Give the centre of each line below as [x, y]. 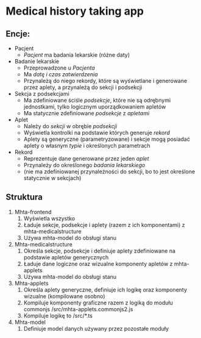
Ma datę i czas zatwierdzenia [61, 74]
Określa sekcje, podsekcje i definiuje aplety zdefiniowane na [100, 251]
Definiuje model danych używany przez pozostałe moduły [96, 328]
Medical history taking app [75, 11]
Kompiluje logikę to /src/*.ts [58, 315]
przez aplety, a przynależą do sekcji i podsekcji [83, 87]
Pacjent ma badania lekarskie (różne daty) [77, 55]
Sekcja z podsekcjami [42, 94]
